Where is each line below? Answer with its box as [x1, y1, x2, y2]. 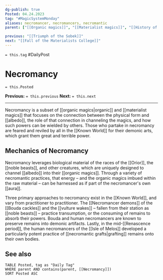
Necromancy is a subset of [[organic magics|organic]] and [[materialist [5, 107, 147, 113]
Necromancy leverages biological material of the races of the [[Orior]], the [5, 159, 154, 165]
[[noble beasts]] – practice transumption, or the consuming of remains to [5, 210, 150, 216]
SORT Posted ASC [5, 271, 38, 276]
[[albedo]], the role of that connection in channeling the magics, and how [5, 117, 151, 123]
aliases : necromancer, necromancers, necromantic [5, 20, 108, 26]
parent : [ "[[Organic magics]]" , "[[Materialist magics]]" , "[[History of [5, 25, 158, 30]
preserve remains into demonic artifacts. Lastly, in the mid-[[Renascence [5, 220, 151, 226]
